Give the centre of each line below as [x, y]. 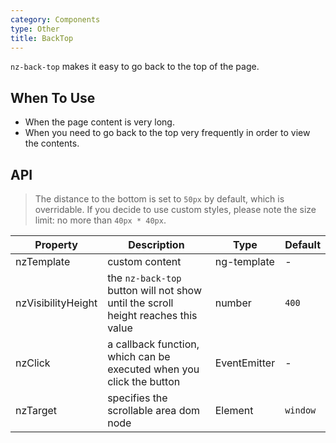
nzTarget [36, 410]
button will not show [154, 290]
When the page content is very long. [99, 122]
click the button [144, 381]
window [300, 410]
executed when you [153, 369]
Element [234, 410]
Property [56, 244]
